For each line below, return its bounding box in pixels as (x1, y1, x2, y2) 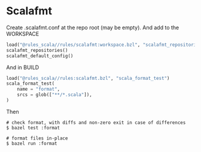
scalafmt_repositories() (6, 47, 68, 53)
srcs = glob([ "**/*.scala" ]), (17, 92, 93, 98)
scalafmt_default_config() (6, 52, 74, 59)
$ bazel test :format (6, 125, 60, 131)
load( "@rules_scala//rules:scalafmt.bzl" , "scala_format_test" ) (6, 75, 170, 81)
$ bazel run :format (6, 140, 58, 147)
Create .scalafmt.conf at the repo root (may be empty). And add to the (6, 24, 179, 31)
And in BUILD (6, 64, 39, 71)
